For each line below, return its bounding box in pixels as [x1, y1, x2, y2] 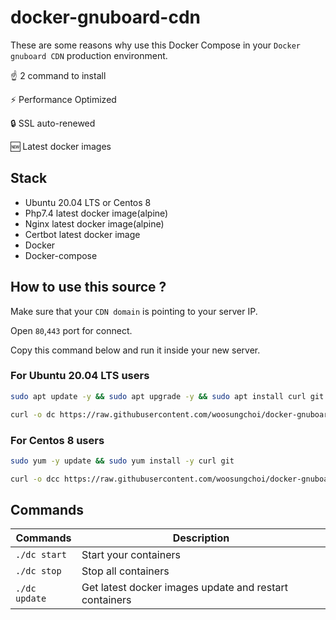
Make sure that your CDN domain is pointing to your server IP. [10, 305, 258, 317]
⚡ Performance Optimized [10, 93, 117, 105]
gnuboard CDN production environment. [10, 49, 168, 61]
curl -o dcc [10, 474, 60, 484]
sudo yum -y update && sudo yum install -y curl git [10, 456, 235, 466]
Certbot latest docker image [24, 228, 141, 240]
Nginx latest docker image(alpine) [24, 217, 165, 230]
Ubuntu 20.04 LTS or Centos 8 [24, 196, 152, 208]
